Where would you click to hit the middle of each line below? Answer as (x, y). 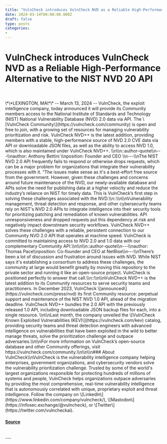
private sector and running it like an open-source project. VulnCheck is (78, 273)
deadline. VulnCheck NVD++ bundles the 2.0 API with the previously (75, 304)
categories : (17, 28)
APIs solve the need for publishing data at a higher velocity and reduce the (82, 188)
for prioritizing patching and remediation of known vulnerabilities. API (76, 214)
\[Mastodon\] (121, 400)
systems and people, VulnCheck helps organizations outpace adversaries (81, 378)
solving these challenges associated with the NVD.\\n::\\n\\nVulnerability (79, 198)
